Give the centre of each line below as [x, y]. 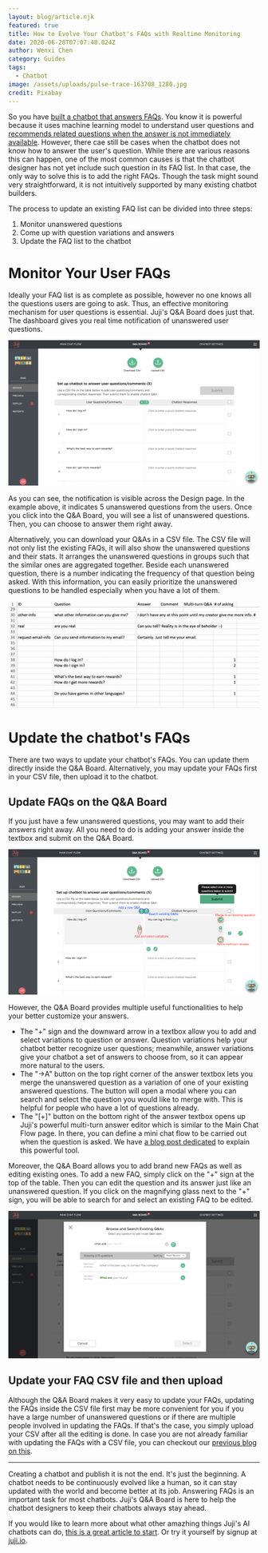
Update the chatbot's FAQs [99, 737]
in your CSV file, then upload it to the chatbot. [83, 777]
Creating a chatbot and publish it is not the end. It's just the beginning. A [127, 1474]
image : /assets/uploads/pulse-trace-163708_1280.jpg [98, 84]
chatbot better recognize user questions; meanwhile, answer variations [137, 1049]
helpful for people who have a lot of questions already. [109, 1108]
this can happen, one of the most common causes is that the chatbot [122, 159]
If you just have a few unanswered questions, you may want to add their [126, 821]
